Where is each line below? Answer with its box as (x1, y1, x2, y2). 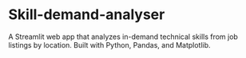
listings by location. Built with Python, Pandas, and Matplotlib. (8, 40, 211, 49)
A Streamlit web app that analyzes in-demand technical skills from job (8, 32, 238, 41)
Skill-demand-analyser (8, 6, 165, 24)
